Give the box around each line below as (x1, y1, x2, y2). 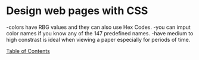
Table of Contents (6, 47, 51, 54)
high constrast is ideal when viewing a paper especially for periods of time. (6, 36, 191, 43)
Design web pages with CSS (6, 4, 148, 18)
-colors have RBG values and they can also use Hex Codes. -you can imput (6, 24, 191, 31)
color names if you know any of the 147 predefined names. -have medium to (6, 29, 194, 36)
